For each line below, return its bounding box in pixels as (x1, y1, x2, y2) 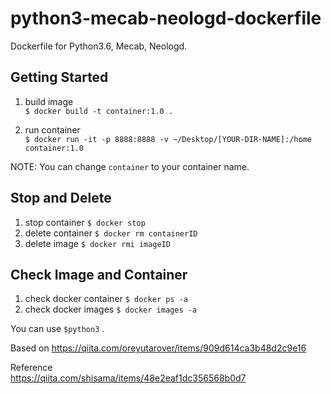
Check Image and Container (10, 266, 188, 283)
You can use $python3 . (10, 323, 105, 335)
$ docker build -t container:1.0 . (24, 106, 174, 116)
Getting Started (10, 69, 109, 86)
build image (24, 95, 74, 107)
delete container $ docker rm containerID (24, 227, 198, 239)
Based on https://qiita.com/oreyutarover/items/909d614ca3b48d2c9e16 (10, 342, 307, 354)
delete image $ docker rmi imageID (24, 237, 172, 249)
